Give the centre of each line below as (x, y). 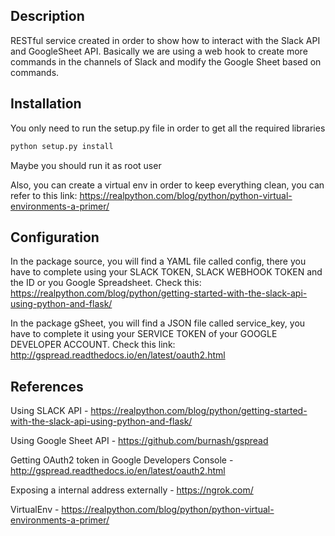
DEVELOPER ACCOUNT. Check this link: (93, 345)
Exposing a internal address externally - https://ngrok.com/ (132, 490)
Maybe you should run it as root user (86, 165)
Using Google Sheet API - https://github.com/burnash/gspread (139, 441)
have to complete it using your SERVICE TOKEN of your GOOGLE (144, 334)
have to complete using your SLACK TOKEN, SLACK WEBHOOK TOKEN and (166, 272)
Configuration (55, 237)
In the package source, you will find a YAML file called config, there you (158, 261)
